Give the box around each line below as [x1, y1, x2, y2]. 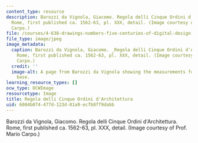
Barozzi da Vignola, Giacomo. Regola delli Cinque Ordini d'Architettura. [6, 118, 178, 125]
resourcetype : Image [6, 91, 57, 97]
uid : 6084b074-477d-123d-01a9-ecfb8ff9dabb [6, 101, 115, 108]
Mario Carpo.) [6, 130, 40, 137]
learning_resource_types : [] [6, 80, 78, 86]
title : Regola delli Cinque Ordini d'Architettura [6, 96, 133, 102]
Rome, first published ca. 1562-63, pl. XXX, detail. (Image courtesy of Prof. [6, 124, 187, 131]
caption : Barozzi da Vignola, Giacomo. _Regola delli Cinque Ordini [11, 47, 183, 53]
